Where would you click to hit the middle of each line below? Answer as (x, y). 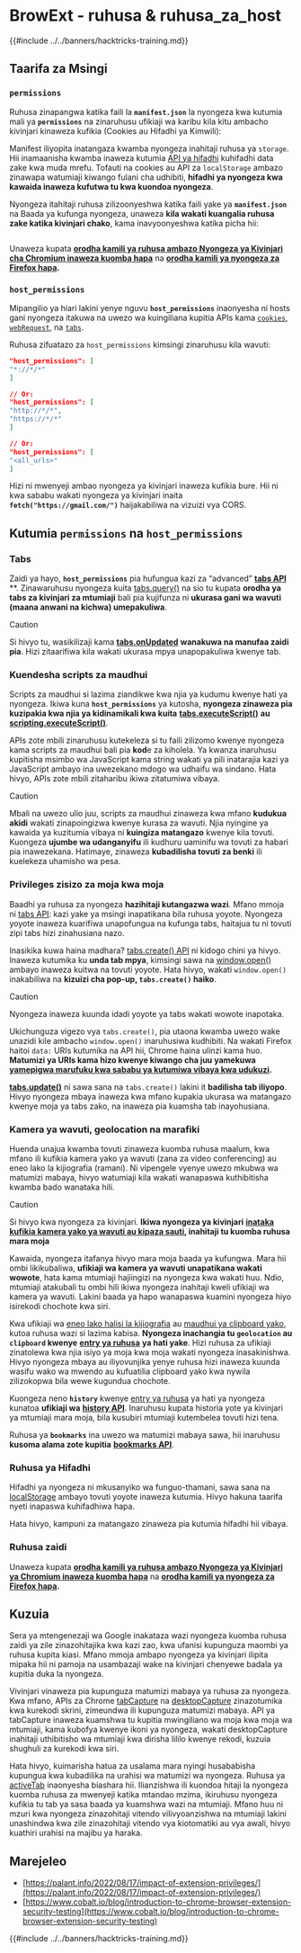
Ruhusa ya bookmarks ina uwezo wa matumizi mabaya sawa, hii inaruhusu (145, 1435)
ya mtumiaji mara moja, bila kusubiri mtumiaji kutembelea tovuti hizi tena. (145, 1418)
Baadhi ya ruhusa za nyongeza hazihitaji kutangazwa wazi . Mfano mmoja (147, 904)
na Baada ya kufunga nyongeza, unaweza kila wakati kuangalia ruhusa (142, 213)
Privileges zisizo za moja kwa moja (87, 885)
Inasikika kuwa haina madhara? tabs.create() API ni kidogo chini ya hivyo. (145, 950)
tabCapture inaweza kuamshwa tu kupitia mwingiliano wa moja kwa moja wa (151, 1720)
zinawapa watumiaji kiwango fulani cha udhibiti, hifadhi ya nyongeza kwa (146, 177)
